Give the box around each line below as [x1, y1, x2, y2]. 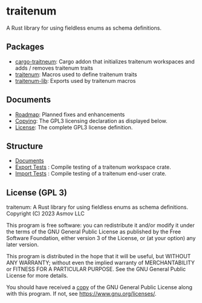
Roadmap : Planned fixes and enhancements [15, 111, 125, 118]
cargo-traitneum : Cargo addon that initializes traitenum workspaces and [15, 57, 195, 65]
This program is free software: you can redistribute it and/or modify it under [6, 222, 195, 229]
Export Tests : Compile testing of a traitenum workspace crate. [15, 163, 171, 171]
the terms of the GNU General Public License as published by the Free [6, 228, 181, 235]
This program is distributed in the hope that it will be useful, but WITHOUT [6, 253, 191, 260]
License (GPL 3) [6, 187, 68, 198]
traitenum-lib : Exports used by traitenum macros [15, 77, 136, 84]
